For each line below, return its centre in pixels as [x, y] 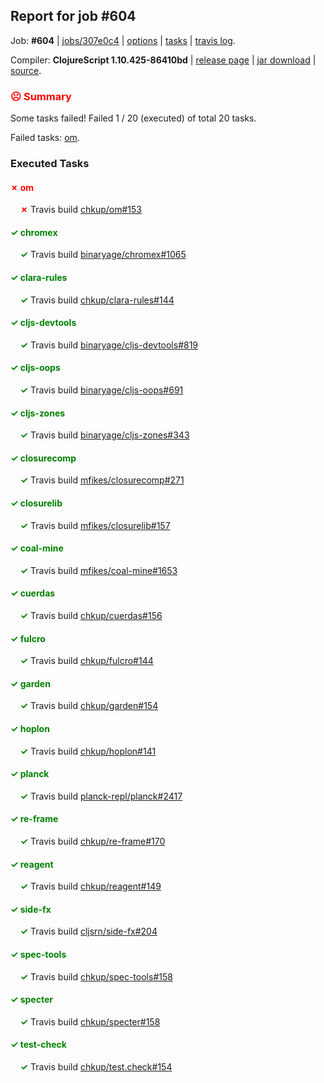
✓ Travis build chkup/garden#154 [89, 706]
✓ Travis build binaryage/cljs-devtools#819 [109, 345]
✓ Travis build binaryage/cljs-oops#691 [101, 390]
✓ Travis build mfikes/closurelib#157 [95, 525]
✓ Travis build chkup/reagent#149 [90, 886]
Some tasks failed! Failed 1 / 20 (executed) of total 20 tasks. [133, 118]
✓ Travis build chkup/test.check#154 [96, 1067]
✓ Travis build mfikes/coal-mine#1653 [98, 570]
